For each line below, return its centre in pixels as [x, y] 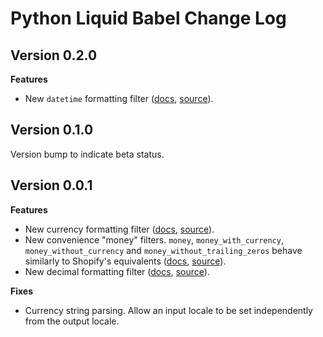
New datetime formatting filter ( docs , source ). [119, 98]
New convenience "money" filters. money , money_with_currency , [154, 239]
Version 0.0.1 [51, 185]
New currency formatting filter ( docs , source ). [119, 229]
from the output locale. [72, 321]
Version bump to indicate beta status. [87, 154]
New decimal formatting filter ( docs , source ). [117, 271]
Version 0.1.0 [52, 130]
